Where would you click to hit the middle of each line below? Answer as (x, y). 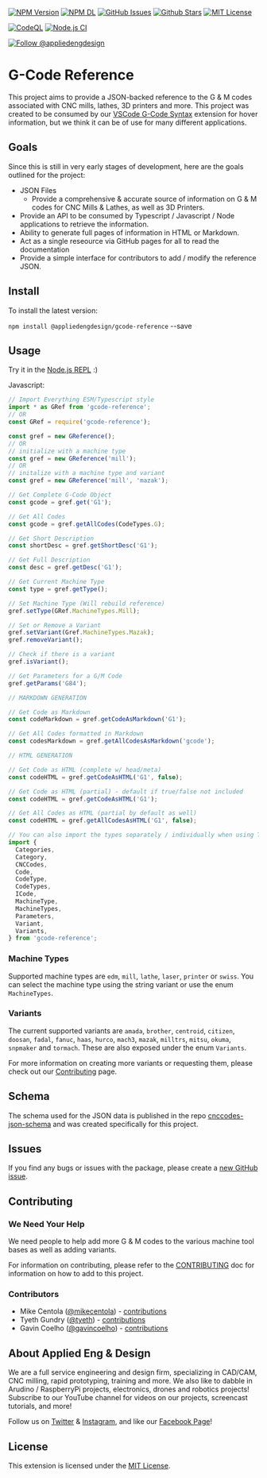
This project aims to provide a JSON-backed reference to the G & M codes (130, 97)
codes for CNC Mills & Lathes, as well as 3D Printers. (118, 207)
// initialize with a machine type (67, 451)
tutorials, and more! (40, 1407)
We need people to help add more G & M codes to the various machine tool (131, 1241)
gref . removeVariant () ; (46, 640)
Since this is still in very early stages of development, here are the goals (126, 166)
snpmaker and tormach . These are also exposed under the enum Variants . (128, 1048)
